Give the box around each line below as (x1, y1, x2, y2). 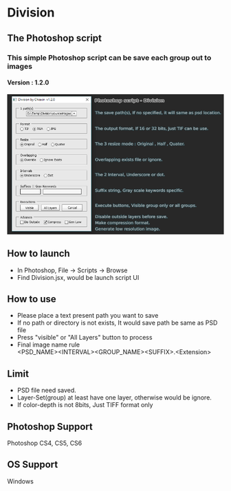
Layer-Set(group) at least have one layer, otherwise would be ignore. (16, 393, 212, 402)
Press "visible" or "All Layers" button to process (16, 334, 153, 342)
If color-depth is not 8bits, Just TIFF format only (16, 401, 153, 409)
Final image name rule (16, 340, 80, 349)
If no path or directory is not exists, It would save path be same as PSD (16, 318, 218, 327)
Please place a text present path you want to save (16, 312, 159, 320)
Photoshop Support (7, 421, 93, 433)
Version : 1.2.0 (7, 78, 49, 87)
